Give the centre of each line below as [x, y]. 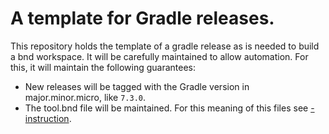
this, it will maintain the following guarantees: [103, 67]
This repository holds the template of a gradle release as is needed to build [165, 46]
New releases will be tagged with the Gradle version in [137, 86]
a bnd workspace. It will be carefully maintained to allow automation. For [159, 56]
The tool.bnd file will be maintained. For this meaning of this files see [166, 108]
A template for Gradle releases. [142, 18]
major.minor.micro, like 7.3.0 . [85, 97]
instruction [47, 118]
